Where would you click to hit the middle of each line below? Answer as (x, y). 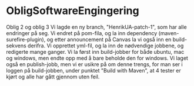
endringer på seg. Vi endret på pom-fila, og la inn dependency (82, 33)
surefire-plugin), (26, 39)
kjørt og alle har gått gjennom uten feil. (53, 77)
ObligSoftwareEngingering (73, 11)
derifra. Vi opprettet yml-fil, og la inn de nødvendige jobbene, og (106, 46)
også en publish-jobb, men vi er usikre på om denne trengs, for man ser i (95, 64)
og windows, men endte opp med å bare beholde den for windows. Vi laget (97, 58)
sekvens (16, 46)
